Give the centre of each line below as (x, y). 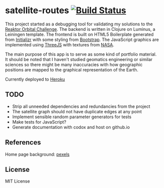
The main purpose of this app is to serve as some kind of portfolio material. (81, 54)
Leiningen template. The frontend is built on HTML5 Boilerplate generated (80, 34)
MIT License (18, 181)
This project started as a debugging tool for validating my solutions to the (79, 24)
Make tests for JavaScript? (39, 122)
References (23, 142)
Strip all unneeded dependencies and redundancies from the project (81, 106)
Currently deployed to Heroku (35, 79)
